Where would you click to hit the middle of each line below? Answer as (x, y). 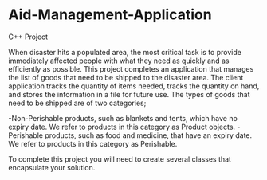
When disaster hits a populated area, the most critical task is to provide (125, 52)
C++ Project (28, 37)
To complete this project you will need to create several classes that (120, 159)
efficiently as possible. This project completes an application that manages (131, 68)
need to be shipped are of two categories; (77, 103)
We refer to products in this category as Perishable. (93, 143)
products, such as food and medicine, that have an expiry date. (149, 135)
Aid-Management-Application (110, 15)
